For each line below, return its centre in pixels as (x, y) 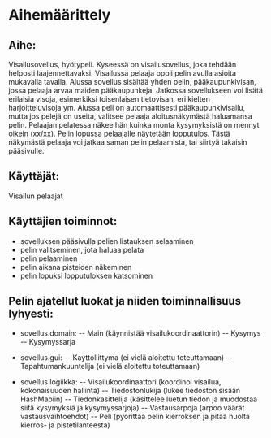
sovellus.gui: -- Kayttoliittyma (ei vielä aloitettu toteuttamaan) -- (126, 358)
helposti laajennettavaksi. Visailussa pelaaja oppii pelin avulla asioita (123, 73)
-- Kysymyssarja (47, 342)
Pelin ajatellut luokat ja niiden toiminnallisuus (125, 301)
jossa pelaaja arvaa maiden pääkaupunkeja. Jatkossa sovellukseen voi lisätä (136, 90)
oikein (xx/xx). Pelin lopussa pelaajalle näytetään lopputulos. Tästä (119, 133)
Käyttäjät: (34, 176)
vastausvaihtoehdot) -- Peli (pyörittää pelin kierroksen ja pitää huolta (135, 417)
